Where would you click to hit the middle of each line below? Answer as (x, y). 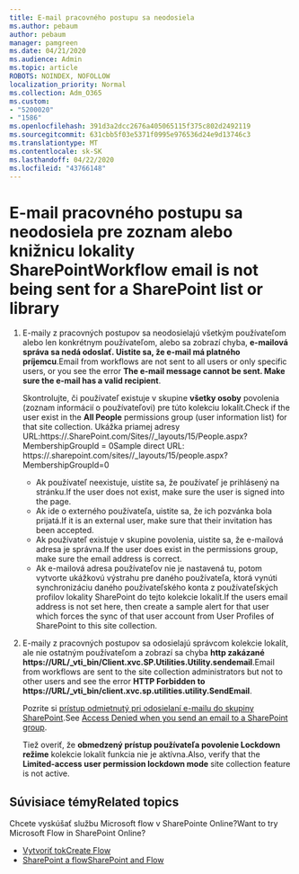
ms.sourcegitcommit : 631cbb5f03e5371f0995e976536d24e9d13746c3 (130, 135)
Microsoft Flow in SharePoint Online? (78, 834)
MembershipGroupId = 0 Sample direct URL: (103, 446)
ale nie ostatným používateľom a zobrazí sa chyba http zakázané (143, 653)
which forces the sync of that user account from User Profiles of (155, 616)
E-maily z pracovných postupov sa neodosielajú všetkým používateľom (154, 333)
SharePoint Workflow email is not (134, 270)
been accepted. (65, 531)
